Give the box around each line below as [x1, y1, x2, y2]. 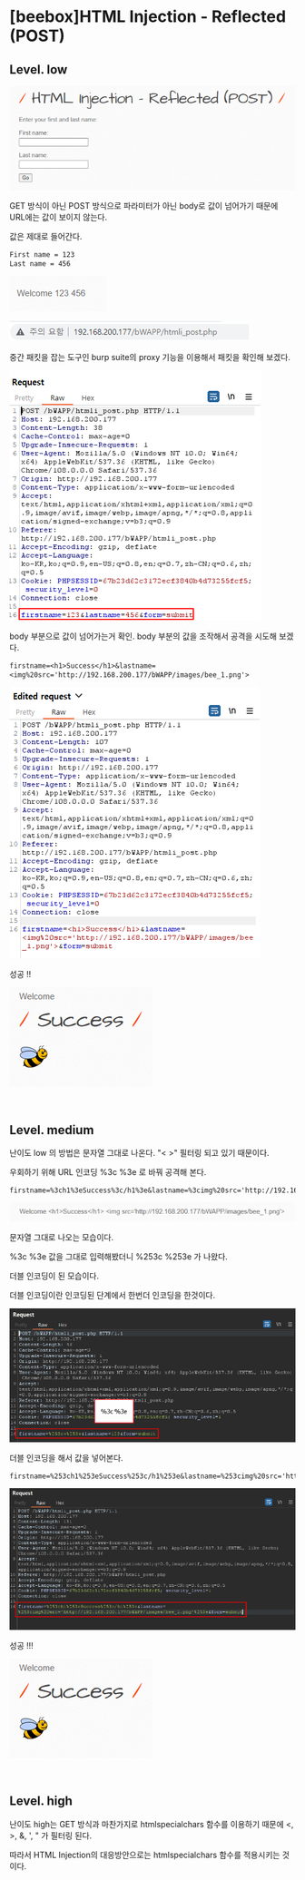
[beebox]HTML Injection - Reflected [9, 6, 287, 27]
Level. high [9, 1794, 73, 1809]
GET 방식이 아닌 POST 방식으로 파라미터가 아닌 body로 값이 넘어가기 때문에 [9, 201, 279, 211]
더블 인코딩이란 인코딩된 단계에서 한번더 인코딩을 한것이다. [9, 1289, 216, 1300]
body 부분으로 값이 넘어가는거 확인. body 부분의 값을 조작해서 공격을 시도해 [9, 631, 277, 641]
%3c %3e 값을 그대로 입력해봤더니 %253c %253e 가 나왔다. [9, 1250, 229, 1262]
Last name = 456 [9, 259, 71, 269]
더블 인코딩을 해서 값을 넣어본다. [9, 1452, 124, 1463]
